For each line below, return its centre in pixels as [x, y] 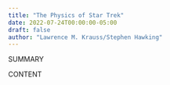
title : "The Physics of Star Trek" [66, 15]
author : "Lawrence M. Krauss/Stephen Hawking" [85, 37]
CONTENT [25, 74]
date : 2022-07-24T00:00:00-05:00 [63, 23]
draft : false [29, 30]
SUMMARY [26, 59]
